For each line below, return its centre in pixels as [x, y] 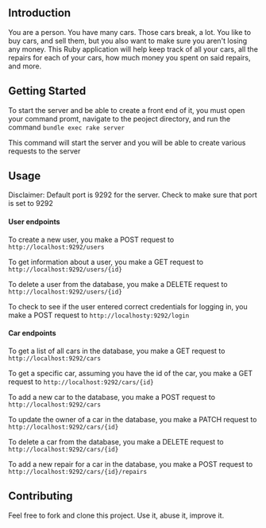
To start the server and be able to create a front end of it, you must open [127, 110]
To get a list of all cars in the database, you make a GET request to [117, 351]
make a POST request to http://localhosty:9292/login [99, 315]
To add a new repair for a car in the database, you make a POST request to [131, 464]
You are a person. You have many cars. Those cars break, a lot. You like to [130, 32]
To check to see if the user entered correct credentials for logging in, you [128, 306]
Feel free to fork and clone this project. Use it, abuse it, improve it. [116, 515]
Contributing [40, 496]
